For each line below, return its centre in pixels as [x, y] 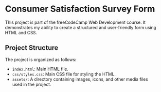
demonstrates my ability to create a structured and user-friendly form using [81, 27]
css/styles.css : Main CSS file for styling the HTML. [64, 74]
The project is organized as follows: [41, 60]
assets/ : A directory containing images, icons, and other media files [80, 79]
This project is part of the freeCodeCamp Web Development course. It [75, 22]
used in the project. [31, 84]
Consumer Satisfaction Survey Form [80, 9]
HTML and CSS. [21, 32]
